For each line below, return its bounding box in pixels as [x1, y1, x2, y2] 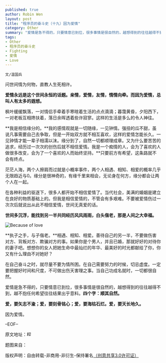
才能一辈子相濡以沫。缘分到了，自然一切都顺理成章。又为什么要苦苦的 [18, 138, 161, 144]
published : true [5, 7, 39, 12]
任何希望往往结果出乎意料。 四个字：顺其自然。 [26, 290, 122, 296]
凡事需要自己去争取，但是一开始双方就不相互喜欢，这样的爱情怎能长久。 [9, 131, 157, 137]
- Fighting [5, 48, 28, 53]
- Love [5, 58, 19, 63]
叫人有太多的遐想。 [5, 98, 44, 104]
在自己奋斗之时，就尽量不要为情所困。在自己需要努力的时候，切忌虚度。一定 [5, 261, 161, 267]
